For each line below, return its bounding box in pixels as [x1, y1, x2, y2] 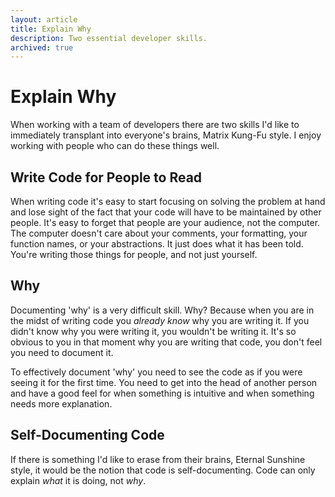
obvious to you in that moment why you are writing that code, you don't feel [10, 336, 323, 348]
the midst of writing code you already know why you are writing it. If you [10, 314, 310, 326]
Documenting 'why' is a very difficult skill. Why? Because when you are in [10, 304, 315, 316]
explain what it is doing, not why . [10, 474, 147, 486]
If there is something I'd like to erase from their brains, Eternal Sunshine [10, 453, 306, 465]
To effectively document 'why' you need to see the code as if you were [10, 366, 303, 378]
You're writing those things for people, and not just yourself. [10, 249, 258, 260]
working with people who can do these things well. [10, 140, 220, 152]
